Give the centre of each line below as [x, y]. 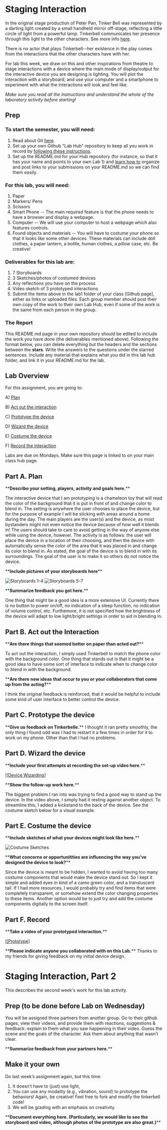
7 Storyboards [27, 273]
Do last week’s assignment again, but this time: [53, 1076]
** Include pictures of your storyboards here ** [54, 571]
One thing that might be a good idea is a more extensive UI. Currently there [82, 600]
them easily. [25, 172]
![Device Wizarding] [26, 775]
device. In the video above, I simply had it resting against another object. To [83, 799]
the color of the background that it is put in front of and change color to [79, 503]
